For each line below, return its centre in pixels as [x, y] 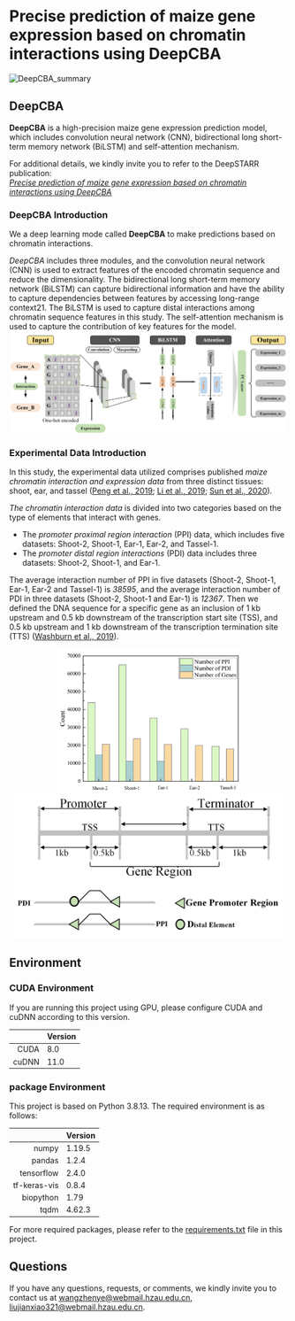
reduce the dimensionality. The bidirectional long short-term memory [135, 280]
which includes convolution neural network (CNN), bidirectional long [133, 137]
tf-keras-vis [36, 1185]
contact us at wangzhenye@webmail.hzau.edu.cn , [101, 1297]
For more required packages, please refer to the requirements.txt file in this [146, 1229]
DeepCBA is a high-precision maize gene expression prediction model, [138, 127]
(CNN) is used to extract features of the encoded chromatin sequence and [144, 270]
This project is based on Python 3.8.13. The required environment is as [137, 1106]
